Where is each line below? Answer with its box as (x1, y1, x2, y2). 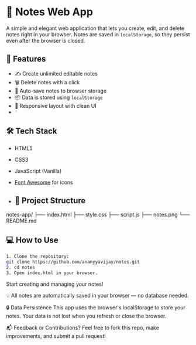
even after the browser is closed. (6, 37, 85, 44)
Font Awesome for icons (14, 179, 73, 186)
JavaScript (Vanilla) (14, 167, 62, 175)
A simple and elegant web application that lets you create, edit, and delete (6, 25, 185, 32)
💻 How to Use (6, 235, 59, 245)
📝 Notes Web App (6, 5, 94, 19)
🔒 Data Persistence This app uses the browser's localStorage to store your (6, 304, 185, 311)
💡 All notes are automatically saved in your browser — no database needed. (6, 292, 189, 299)
